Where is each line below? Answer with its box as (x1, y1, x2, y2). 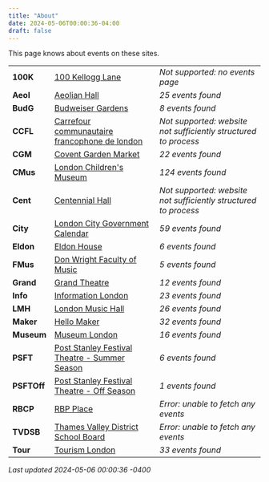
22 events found (159, 149, 222, 160)
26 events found (159, 303, 222, 314)
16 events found (159, 330, 222, 341)
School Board (54, 431, 106, 443)
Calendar (54, 228, 90, 239)
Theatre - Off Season (54, 386, 136, 397)
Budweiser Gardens (54, 103, 129, 114)
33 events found (159, 444, 222, 456)
